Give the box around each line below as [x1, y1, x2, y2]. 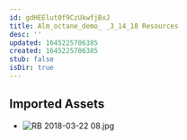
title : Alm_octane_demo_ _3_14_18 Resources [9, 22, 179, 31]
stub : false [9, 55, 54, 64]
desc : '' [9, 30, 42, 39]
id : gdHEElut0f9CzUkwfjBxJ [9, 13, 111, 22]
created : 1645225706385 [9, 47, 99, 56]
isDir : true [9, 64, 54, 73]
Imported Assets [9, 96, 105, 112]
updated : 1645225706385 [9, 38, 99, 48]
